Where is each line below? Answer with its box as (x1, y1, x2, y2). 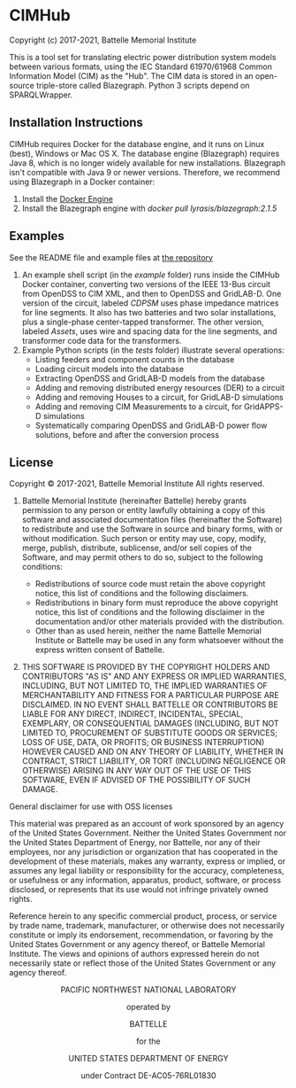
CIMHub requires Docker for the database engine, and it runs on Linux (9, 138, 265, 149)
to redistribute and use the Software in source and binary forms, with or (21, 524, 284, 534)
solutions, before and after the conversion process (34, 429, 219, 439)
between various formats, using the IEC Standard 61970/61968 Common (9, 61, 272, 72)
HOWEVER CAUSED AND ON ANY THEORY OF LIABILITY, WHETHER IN (21, 746, 284, 758)
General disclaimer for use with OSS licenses (9, 801, 173, 812)
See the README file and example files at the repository (9, 252, 214, 262)
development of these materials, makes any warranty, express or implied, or (9, 856, 285, 867)
